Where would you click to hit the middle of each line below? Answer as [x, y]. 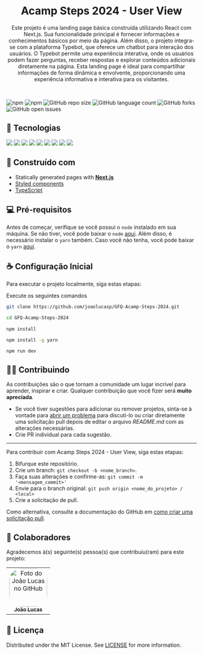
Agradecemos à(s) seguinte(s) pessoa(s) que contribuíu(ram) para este [95, 552]
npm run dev [21, 351]
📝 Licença [25, 630]
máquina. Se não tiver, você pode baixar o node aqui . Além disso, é [89, 234]
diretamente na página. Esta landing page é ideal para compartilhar [101, 66]
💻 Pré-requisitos [39, 210]
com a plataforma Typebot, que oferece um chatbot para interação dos [105, 47]
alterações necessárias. [45, 428]
